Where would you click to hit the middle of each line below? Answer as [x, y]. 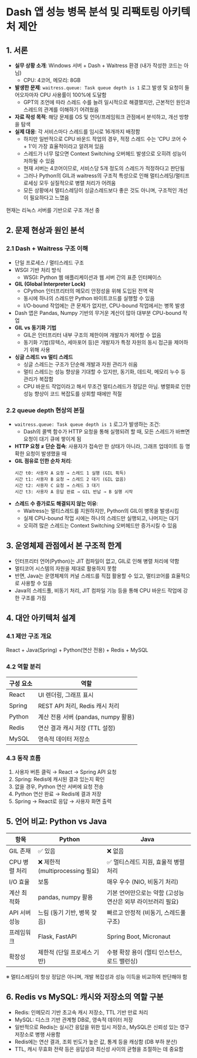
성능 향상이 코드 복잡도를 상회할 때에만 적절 [72, 394]
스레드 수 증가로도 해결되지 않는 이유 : [56, 503]
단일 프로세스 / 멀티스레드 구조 [49, 263]
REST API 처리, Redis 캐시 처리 [79, 706]
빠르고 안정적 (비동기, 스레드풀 [146, 912]
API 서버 [20, 912]
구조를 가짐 [33, 597]
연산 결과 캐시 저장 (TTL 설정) [77, 728]
